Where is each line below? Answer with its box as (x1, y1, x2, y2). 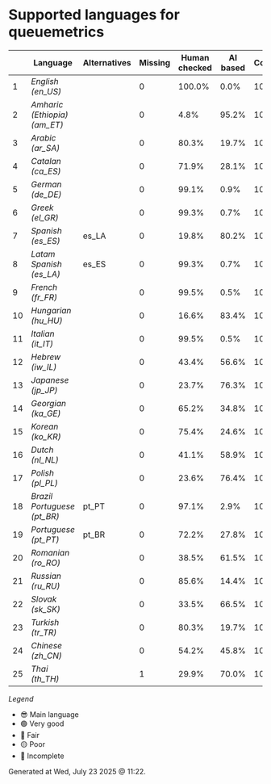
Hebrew (31, 351, 61, 363)
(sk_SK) (31, 603, 60, 614)
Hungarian (31, 304, 72, 316)
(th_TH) (31, 673, 60, 684)
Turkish (31, 616, 60, 627)
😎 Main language (19, 709, 79, 719)
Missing (139, 57, 171, 68)
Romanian (31, 547, 70, 558)
